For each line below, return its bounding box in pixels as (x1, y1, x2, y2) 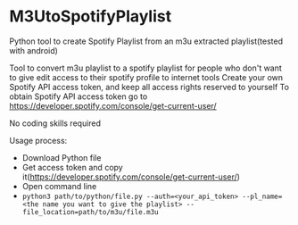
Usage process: (9, 135, 68, 146)
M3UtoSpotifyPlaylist (9, 6, 172, 27)
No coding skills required (9, 118, 101, 129)
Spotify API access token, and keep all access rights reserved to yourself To (9, 81, 290, 92)
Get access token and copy (21, 162, 123, 172)
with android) (9, 45, 58, 55)
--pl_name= (242, 192, 283, 201)
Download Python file (21, 152, 102, 162)
